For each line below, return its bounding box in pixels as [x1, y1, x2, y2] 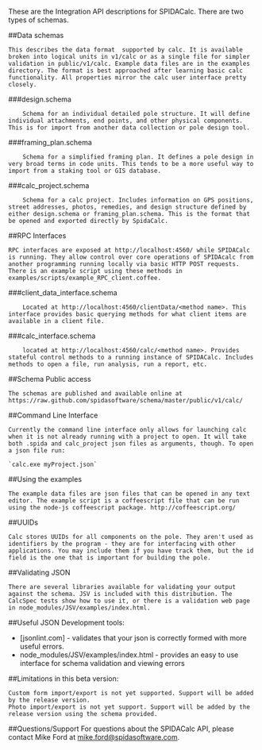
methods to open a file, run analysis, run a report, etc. [8, 360, 208, 368]
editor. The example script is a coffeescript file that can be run [8, 497, 240, 505]
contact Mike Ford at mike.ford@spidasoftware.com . [8, 733, 180, 741]
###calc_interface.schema [8, 331, 96, 340]
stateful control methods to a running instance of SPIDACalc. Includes [8, 353, 254, 361]
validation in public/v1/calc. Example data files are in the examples [8, 60, 250, 67]
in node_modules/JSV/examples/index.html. [8, 604, 151, 612]
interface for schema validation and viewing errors [19, 659, 185, 667]
